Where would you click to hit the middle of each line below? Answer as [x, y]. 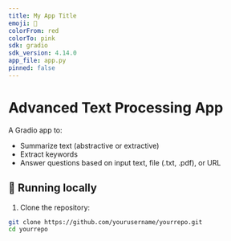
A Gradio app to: [35, 130]
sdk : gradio [28, 46]
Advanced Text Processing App [116, 107]
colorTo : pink [32, 38]
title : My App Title [43, 16]
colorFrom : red [34, 31]
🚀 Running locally [53, 188]
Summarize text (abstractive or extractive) [89, 145]
